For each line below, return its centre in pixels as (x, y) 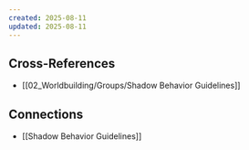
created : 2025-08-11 (48, 18)
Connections (46, 114)
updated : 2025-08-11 (48, 27)
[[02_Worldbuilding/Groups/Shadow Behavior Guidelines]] (131, 86)
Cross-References (62, 64)
